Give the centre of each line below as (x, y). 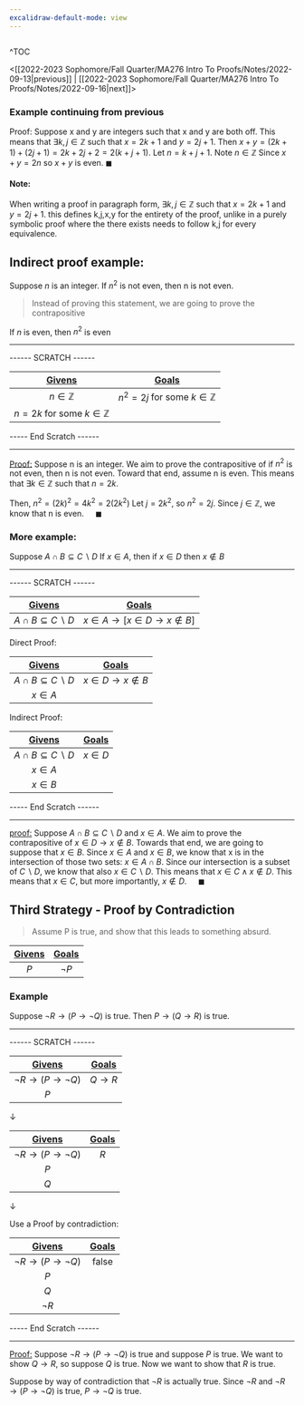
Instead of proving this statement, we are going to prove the (143, 303)
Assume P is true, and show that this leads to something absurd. (151, 931)
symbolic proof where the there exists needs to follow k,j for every (133, 224)
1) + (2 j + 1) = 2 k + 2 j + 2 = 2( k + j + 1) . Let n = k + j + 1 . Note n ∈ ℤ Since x (148, 152)
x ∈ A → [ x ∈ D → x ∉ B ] (139, 620)
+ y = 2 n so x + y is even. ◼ (61, 162)
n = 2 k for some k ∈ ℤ (62, 413)
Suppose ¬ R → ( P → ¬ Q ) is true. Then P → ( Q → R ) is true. (120, 1016)
